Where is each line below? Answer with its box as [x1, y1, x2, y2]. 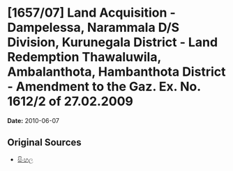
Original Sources [7, 137, 82, 149]
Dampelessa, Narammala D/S [7, 19, 180, 35]
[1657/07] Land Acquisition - [7, 5, 176, 21]
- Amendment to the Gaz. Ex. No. [7, 79, 201, 95]
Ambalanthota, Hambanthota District [7, 64, 226, 80]
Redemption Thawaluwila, [7, 49, 162, 65]
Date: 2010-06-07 [7, 116, 59, 124]
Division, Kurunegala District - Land [7, 35, 218, 50]
